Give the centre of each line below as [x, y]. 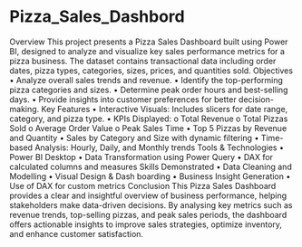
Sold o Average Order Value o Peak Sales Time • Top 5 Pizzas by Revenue [148, 128]
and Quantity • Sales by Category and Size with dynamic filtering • [134, 138]
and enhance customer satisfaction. [76, 233]
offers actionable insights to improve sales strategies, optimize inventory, [146, 224]
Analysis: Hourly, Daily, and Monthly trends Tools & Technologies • [159, 147]
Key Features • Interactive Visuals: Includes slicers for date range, [165, 109]
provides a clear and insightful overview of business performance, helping [148, 195]
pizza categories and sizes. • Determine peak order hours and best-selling [149, 90]
